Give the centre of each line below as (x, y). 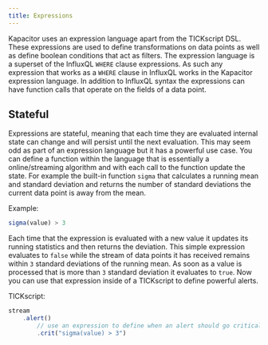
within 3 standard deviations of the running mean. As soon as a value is (125, 264)
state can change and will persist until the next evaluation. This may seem (130, 142)
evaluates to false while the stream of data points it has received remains (129, 256)
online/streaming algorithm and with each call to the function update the (127, 168)
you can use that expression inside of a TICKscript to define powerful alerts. (134, 281)
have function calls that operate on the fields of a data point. (108, 89)
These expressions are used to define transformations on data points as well (134, 47)
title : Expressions (41, 16)
